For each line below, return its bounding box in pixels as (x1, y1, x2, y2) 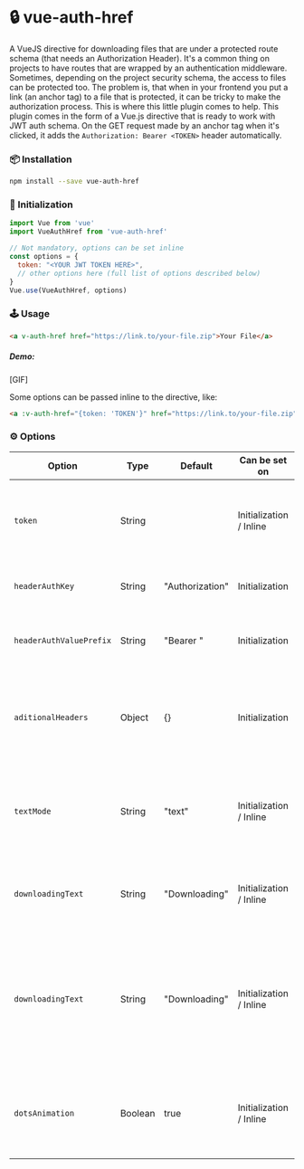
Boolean (119, 1107, 156, 1119)
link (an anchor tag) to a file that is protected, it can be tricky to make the (9, 91, 281, 102)
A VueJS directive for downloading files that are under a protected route (9, 43, 279, 54)
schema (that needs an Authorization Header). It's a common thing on (9, 52, 270, 63)
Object (119, 711, 149, 724)
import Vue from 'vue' (9, 219, 95, 228)
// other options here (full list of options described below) (17, 269, 261, 278)
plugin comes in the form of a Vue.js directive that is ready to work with (9, 110, 276, 121)
